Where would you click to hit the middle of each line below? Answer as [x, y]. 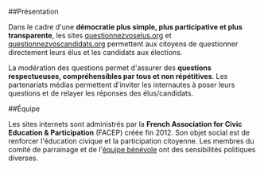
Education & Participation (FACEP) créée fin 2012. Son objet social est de [129, 132]
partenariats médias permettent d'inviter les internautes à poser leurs [122, 84]
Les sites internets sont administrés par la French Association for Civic [125, 124]
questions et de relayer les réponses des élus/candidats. [101, 93]
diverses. [23, 158]
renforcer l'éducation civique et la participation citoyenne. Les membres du [131, 141]
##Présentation [33, 12]
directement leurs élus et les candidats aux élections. [95, 52]
